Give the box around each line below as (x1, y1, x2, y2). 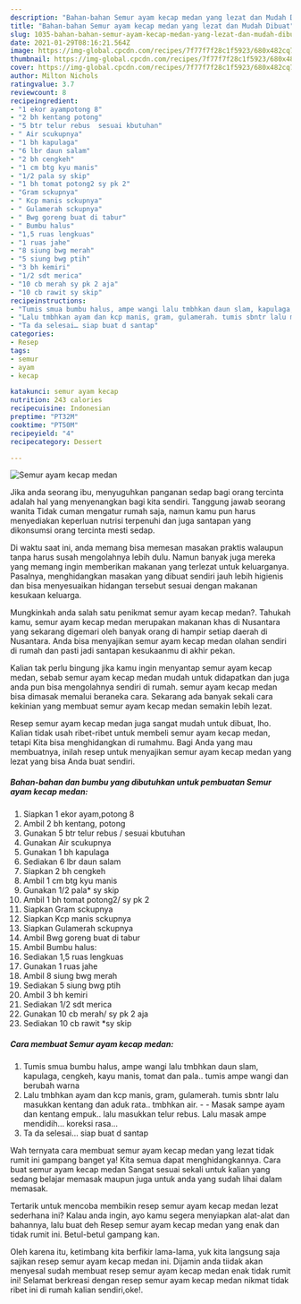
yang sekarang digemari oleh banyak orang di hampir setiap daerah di (10, 626, 268, 637)
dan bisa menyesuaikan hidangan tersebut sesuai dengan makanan (10, 580, 258, 591)
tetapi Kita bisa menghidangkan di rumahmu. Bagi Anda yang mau (10, 737, 254, 748)
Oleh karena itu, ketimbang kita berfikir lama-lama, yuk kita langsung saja (10, 1247, 280, 1257)
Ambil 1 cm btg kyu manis (22, 875, 118, 887)
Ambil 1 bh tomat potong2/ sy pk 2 (22, 895, 150, 905)
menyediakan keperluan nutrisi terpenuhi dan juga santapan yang (10, 516, 251, 527)
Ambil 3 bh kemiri (22, 990, 88, 1000)
